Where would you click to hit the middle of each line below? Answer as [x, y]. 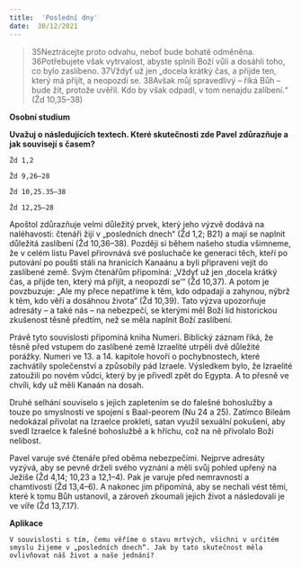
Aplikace [26, 523]
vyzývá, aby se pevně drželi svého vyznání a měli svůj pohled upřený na [143, 467]
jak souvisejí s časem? [53, 144]
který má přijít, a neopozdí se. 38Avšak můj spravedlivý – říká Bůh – [156, 80]
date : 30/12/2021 [44, 26]
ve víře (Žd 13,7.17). [44, 505]
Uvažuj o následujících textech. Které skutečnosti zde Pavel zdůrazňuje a [149, 134]
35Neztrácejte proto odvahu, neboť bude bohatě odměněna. [143, 51]
